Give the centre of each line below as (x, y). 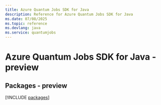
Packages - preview (36, 86)
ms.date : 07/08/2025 (26, 19)
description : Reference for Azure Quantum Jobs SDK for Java (69, 14)
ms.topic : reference (26, 23)
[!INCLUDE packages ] (27, 97)
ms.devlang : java (23, 28)
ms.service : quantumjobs (31, 33)
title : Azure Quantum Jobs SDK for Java (47, 10)
